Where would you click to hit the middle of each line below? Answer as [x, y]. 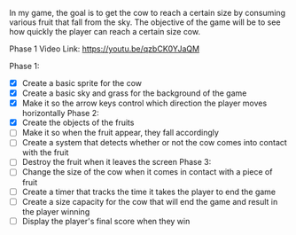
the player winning [56, 211]
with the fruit [45, 153]
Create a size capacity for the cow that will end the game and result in [150, 201]
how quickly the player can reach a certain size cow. [105, 31]
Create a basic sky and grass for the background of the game [134, 93]
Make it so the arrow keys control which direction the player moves [144, 103]
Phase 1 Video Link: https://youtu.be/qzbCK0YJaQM [105, 49]
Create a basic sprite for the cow [82, 83]
